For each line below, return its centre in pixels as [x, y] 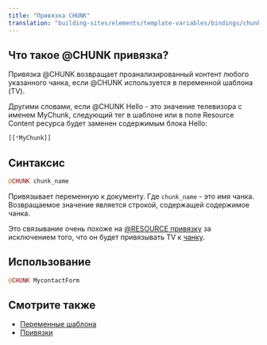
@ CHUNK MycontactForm [44, 280]
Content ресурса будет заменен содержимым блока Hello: [108, 123]
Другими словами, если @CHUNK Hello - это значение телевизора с [125, 107]
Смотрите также [52, 305]
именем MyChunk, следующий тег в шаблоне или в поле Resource [121, 115]
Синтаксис [37, 163]
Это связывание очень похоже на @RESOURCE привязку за [110, 228]
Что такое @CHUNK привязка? [89, 55]
